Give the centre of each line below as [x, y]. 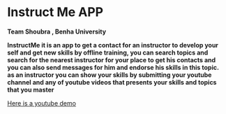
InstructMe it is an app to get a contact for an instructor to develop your [113, 45]
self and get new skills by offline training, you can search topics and [108, 52]
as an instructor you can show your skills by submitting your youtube [110, 75]
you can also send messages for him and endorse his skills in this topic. [113, 67]
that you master [31, 90]
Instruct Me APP [55, 12]
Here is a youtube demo [42, 103]
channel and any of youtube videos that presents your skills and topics [112, 82]
